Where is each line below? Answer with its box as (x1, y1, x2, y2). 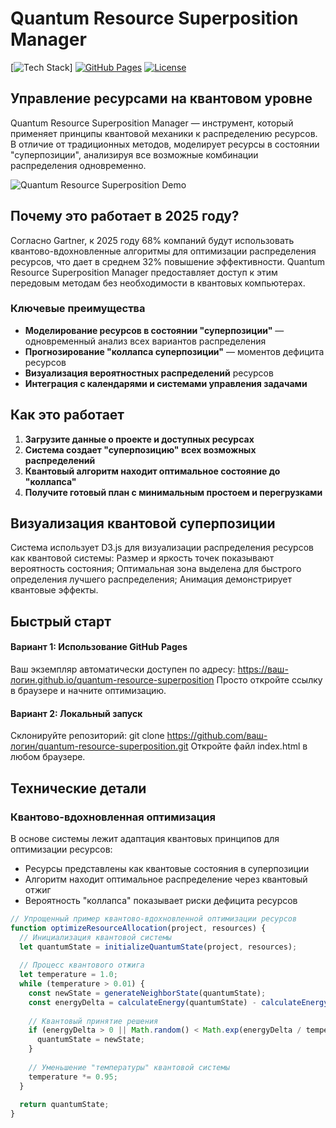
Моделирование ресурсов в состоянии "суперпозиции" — (24, 324, 285, 336)
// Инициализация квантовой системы (19, 932, 172, 942)
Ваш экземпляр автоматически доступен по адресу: (10, 663, 236, 676)
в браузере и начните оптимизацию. (10, 685, 167, 697)
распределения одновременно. (10, 159, 147, 171)
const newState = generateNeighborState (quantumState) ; (28, 988, 267, 998)
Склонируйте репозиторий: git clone (10, 730, 165, 742)
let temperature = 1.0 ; (19, 970, 118, 980)
